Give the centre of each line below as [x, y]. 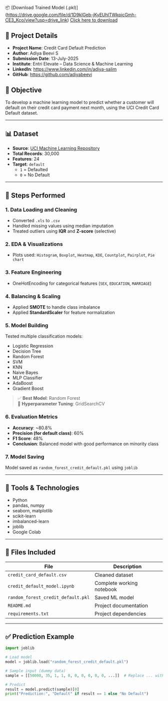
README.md [19, 605]
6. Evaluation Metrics [31, 417]
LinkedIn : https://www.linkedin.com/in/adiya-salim [64, 69]
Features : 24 [26, 159]
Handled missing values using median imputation [63, 226]
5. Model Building [27, 325]
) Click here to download [92, 20]
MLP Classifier [27, 378]
